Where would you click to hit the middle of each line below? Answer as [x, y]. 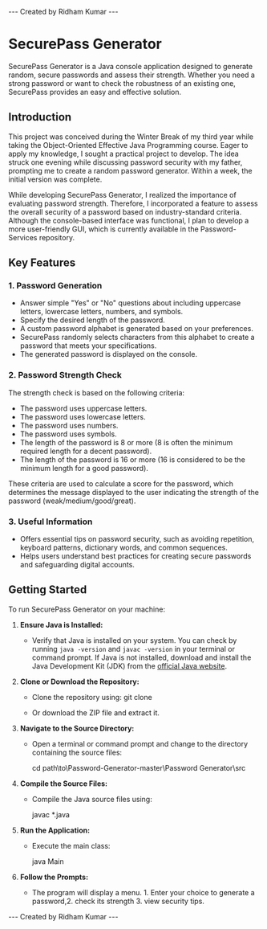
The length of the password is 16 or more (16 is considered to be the [133, 459]
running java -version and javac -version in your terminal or [133, 649]
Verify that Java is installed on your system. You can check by [134, 640]
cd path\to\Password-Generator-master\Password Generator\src [139, 767]
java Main [48, 861]
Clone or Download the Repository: [79, 681]
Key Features [42, 263]
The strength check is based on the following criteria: [97, 392]
